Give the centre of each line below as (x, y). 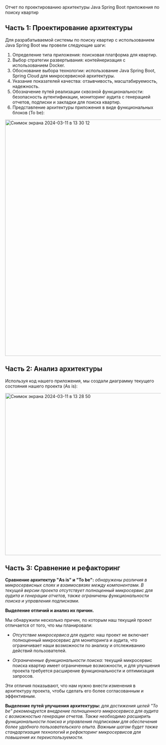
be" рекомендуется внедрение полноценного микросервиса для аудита (82, 711)
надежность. (26, 86)
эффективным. (21, 696)
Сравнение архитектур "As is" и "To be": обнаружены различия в (76, 580)
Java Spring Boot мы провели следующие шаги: (56, 45)
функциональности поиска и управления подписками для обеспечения (81, 722)
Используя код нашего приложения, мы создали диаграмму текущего (80, 381)
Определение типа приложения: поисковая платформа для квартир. (85, 54)
